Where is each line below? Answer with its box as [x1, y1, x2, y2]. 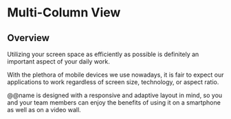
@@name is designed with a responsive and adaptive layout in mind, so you [7, 91, 223, 99]
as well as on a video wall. [7, 106, 81, 114]
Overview [7, 32, 50, 44]
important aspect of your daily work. [7, 57, 110, 66]
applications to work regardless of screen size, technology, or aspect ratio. [7, 78, 219, 86]
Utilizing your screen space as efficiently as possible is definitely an [7, 50, 199, 58]
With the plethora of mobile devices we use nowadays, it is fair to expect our [7, 70, 224, 79]
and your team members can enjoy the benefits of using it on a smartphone [7, 98, 221, 107]
